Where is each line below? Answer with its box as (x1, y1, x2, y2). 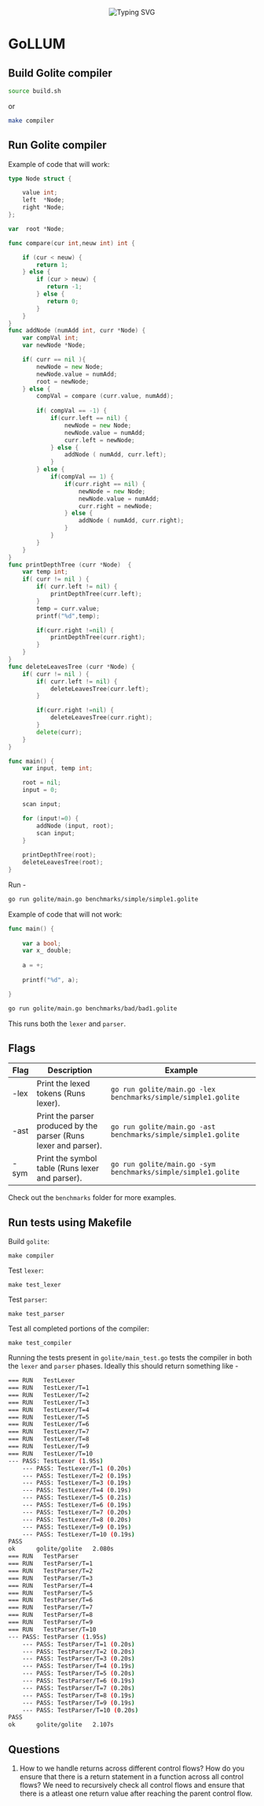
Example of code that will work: (8, 159, 110, 169)
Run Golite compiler (8, 139, 107, 152)
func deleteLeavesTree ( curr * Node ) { (8, 663, 135, 671)
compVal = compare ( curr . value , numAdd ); (36, 392, 174, 400)
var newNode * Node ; (22, 341, 86, 350)
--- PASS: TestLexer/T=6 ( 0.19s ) (22, 1501, 132, 1509)
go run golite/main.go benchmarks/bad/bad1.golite (8, 1005, 178, 1013)
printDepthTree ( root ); (22, 851, 97, 859)
